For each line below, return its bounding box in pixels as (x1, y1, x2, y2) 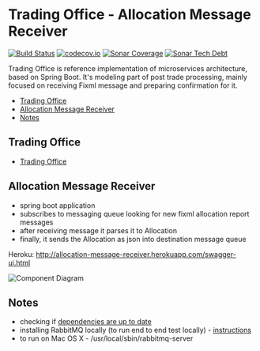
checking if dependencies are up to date (19, 317, 152, 326)
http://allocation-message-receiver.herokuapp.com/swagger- (35, 249, 237, 259)
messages (19, 217, 54, 227)
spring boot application (19, 200, 96, 210)
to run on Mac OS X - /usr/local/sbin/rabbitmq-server (19, 334, 194, 343)
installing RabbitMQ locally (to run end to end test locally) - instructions (19, 326, 251, 335)
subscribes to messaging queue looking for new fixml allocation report (19, 209, 250, 218)
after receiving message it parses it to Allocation (19, 225, 178, 235)
